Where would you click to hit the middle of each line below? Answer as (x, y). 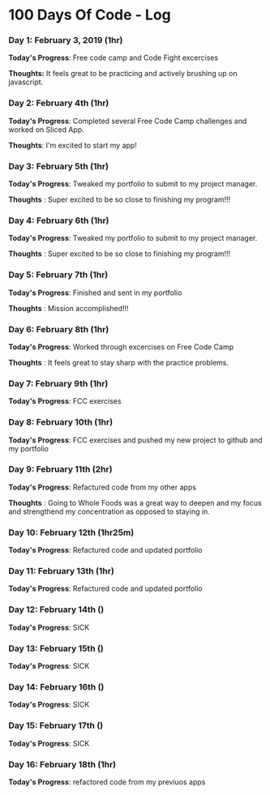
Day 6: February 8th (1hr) (59, 329)
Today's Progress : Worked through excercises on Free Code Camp (121, 347)
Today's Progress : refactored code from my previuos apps (107, 782)
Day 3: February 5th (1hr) (59, 166)
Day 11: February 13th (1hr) (62, 571)
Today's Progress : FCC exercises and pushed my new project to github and (135, 440)
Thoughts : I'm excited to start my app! (73, 145)
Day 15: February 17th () (56, 725)
